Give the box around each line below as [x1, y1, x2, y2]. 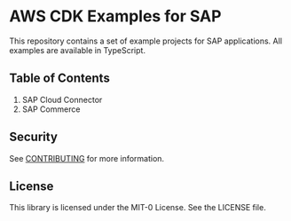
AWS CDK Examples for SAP [9, 6, 222, 27]
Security [9, 130, 58, 145]
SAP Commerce [21, 104, 81, 114]
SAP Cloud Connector [21, 94, 103, 105]
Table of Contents [9, 71, 111, 86]
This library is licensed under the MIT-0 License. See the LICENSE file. [9, 202, 266, 213]
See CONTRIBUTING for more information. [9, 153, 165, 163]
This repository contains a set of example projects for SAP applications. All [9, 36, 282, 46]
